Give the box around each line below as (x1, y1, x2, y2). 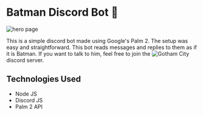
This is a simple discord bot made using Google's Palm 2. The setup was (6, 37, 188, 44)
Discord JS (15, 96, 43, 103)
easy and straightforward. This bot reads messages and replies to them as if (6, 44, 198, 51)
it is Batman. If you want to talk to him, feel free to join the (6, 50, 151, 57)
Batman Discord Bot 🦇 (6, 5, 119, 19)
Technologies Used (6, 74, 81, 84)
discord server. (6, 56, 44, 64)
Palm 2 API (15, 103, 43, 110)
